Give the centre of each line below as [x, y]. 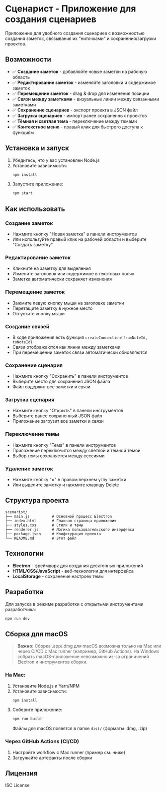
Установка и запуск [37, 148]
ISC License [17, 786]
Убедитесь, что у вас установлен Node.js [56, 160]
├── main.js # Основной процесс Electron [59, 516]
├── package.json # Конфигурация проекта [53, 534]
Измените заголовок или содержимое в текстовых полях [73, 274]
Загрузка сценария [30, 400]
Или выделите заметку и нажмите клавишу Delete [66, 485]
